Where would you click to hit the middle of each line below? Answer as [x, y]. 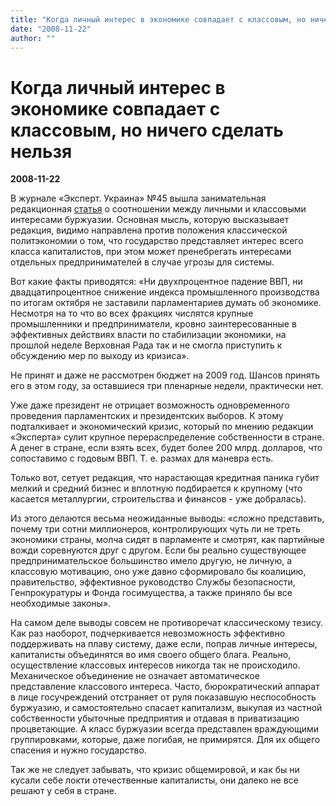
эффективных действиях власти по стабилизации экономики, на [148, 335]
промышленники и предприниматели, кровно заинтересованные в [153, 324]
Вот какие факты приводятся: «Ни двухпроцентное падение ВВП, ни [156, 282]
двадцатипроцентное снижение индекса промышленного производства [165, 292]
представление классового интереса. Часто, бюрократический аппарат [165, 687]
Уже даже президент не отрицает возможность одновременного [150, 405]
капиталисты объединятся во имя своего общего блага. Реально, [151, 655]
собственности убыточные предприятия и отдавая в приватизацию [155, 718]
